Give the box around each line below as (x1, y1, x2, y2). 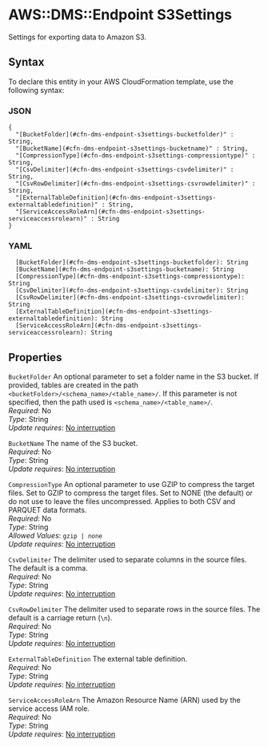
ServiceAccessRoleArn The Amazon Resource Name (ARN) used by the (8, 696, 242, 705)
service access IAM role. (8, 704, 90, 713)
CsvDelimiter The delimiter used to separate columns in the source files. (8, 555, 247, 565)
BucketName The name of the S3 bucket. (8, 439, 138, 449)
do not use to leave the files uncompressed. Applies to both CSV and (8, 497, 236, 506)
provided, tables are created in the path (8, 380, 138, 390)
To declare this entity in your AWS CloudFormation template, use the (8, 76, 234, 86)
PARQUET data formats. (8, 505, 87, 515)
